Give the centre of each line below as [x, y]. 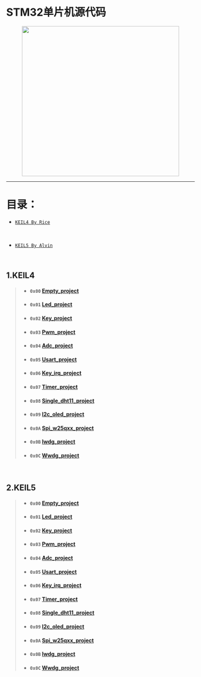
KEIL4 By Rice [32, 222]
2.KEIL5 [21, 488]
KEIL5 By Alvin [34, 245]
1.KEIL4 [20, 276]
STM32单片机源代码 [56, 12]
